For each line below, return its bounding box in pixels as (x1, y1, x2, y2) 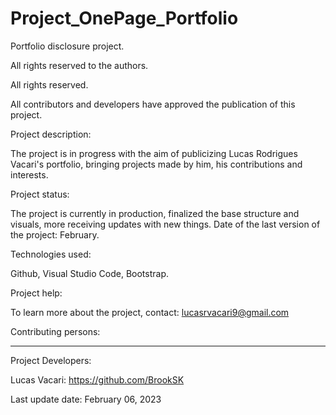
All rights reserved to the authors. (10, 59, 149, 71)
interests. (10, 168, 49, 181)
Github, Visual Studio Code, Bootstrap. (10, 267, 169, 279)
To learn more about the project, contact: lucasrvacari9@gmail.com (10, 306, 290, 318)
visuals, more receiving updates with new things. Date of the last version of (10, 218, 321, 230)
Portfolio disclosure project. (10, 40, 125, 52)
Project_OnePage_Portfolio (10, 7, 239, 30)
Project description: (10, 128, 92, 140)
